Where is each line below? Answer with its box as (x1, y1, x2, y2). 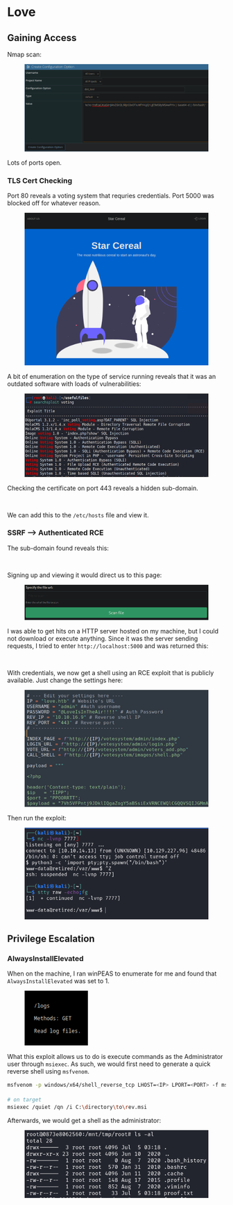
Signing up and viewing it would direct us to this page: (7, 571, 162, 579)
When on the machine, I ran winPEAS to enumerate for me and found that (7, 969, 217, 978)
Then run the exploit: (7, 814, 67, 823)
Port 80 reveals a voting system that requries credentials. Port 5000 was (7, 192, 215, 200)
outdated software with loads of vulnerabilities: (7, 380, 141, 388)
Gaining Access (7, 32, 77, 44)
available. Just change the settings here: (7, 676, 123, 684)
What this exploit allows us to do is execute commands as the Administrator (7, 1053, 223, 1061)
